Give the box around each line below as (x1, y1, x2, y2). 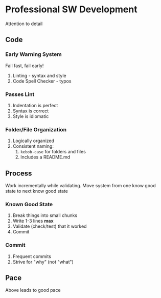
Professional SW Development (5, 4, 137, 15)
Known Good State (5, 201, 53, 208)
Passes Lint (5, 91, 35, 98)
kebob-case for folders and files (20, 149, 86, 155)
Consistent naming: (12, 143, 54, 149)
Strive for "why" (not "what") (12, 259, 74, 265)
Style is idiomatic (12, 113, 49, 119)
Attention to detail (5, 21, 43, 27)
